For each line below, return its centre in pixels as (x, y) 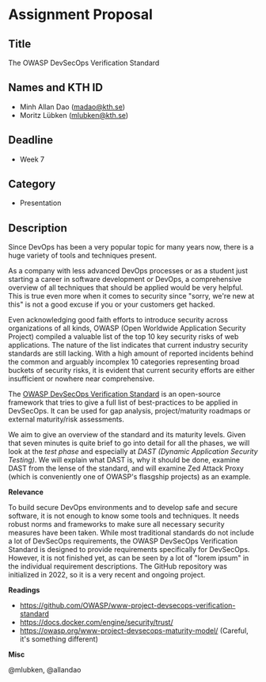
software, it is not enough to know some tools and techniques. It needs (124, 516)
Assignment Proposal (80, 15)
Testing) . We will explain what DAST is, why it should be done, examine (124, 460)
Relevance (26, 492)
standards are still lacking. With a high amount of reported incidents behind (131, 353)
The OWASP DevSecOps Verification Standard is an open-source (114, 394)
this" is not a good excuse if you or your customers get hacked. (112, 305)
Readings (24, 590)
